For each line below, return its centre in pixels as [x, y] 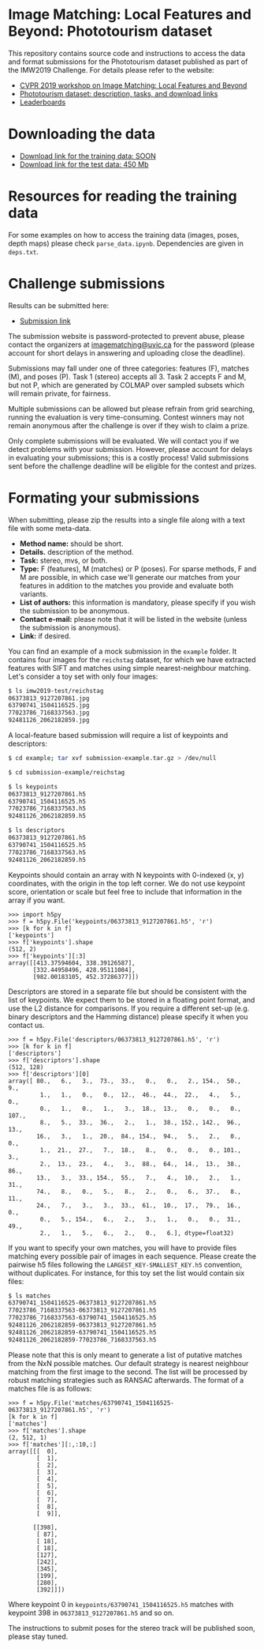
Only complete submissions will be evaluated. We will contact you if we [124, 441]
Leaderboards [43, 102]
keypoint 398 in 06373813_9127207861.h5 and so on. [91, 1613]
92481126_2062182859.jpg [49, 721]
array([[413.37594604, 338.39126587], [72, 963]
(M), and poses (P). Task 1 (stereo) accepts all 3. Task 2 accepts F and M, [127, 376]
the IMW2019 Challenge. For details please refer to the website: [111, 70]
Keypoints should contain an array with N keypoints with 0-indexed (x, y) [126, 875]
